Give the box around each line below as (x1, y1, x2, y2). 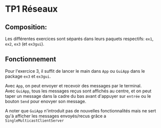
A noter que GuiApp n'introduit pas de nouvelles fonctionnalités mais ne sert (5, 107, 157, 113)
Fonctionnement (5, 55, 56, 64)
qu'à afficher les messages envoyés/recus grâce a (5, 113, 107, 119)
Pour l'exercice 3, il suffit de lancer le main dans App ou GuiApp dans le (5, 68, 145, 74)
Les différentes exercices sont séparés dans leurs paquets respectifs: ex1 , (5, 36, 154, 42)
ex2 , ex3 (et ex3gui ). (5, 41, 45, 47)
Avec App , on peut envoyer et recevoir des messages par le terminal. (5, 83, 142, 88)
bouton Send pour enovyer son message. (5, 98, 87, 104)
